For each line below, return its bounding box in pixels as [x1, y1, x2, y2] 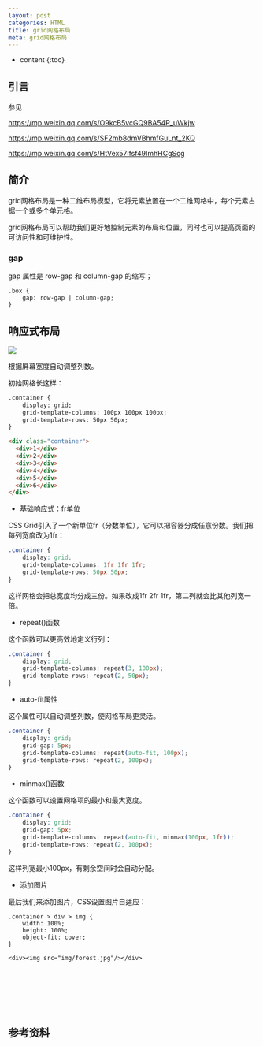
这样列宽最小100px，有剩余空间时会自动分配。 [8, 863, 159, 873]
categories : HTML [8, 19, 65, 27]
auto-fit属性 [19, 694, 58, 704]
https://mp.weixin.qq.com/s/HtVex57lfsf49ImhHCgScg [8, 149, 185, 158]
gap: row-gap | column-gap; [22, 294, 114, 302]
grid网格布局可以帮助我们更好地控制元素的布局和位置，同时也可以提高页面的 [8, 222, 256, 232]
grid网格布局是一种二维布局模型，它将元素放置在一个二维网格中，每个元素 [8, 195, 249, 205]
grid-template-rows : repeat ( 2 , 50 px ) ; [22, 672, 150, 680]
